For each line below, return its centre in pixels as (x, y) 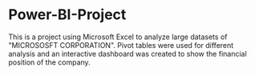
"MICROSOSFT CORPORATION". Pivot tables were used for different (121, 45)
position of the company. (49, 62)
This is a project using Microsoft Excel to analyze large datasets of (118, 37)
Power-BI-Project (67, 15)
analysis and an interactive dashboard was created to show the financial (127, 53)
